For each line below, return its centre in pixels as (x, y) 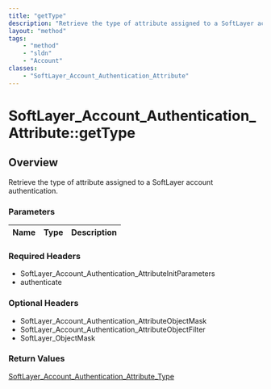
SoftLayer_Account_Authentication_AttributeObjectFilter (113, 329)
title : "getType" (38, 16)
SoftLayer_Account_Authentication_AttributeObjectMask (113, 320)
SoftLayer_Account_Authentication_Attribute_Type (92, 376)
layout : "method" (38, 31)
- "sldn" (38, 53)
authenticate (41, 282)
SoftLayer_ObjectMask (57, 338)
